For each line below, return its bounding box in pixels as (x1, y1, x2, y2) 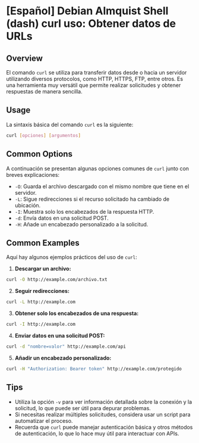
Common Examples (6, 238, 80, 248)
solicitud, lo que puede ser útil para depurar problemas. (14, 404, 151, 411)
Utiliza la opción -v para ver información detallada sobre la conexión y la (14, 398, 192, 405)
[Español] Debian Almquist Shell (6, 4, 169, 18)
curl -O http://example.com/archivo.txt (6, 277, 108, 283)
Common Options (6, 149, 73, 159)
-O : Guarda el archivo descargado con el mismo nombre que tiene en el (14, 183, 189, 190)
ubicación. (14, 201, 41, 209)
